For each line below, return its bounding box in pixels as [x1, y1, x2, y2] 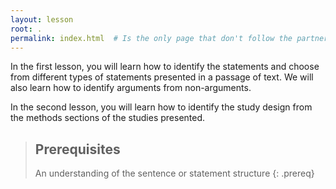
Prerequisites [34, 141, 121, 158]
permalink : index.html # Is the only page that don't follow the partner [10, 33, 329, 43]
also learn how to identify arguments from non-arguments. [10, 82, 252, 94]
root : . [10, 24, 43, 34]
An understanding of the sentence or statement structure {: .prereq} [34, 167, 315, 180]
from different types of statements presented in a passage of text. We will [10, 71, 314, 83]
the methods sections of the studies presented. [10, 112, 206, 124]
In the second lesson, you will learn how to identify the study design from [10, 101, 313, 113]
